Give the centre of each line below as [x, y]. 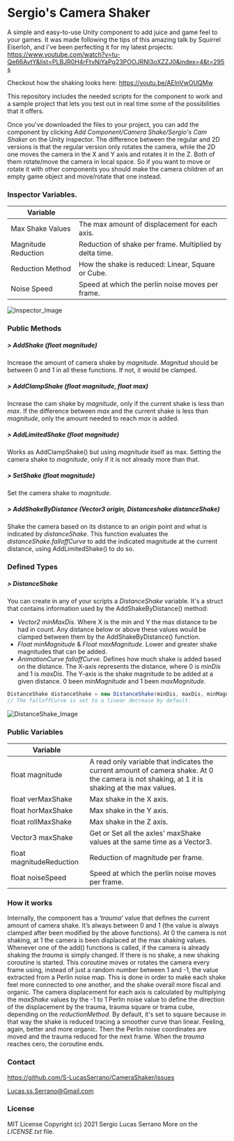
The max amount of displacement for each [148, 225]
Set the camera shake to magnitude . [59, 493]
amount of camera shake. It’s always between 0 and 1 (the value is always [113, 925]
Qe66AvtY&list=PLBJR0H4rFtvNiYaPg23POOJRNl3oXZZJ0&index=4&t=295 [116, 61]
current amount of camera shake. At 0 [151, 770]
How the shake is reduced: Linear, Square [147, 264]
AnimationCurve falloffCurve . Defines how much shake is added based [119, 659]
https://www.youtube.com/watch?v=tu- [64, 54]
